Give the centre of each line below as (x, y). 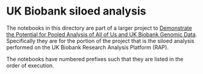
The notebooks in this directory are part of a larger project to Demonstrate (99, 28)
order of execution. (30, 66)
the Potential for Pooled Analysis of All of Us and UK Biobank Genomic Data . (102, 34)
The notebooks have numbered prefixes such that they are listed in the (95, 59)
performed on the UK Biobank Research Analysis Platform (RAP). (88, 47)
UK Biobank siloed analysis (76, 11)
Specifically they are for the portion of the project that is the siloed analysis (100, 41)
